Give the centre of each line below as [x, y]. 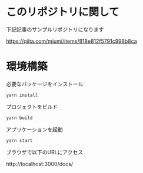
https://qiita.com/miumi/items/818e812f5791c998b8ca [71, 41]
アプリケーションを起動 [34, 129]
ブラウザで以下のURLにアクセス [45, 152]
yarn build [19, 118]
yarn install [22, 95]
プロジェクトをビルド [32, 107]
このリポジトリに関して [63, 12]
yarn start [19, 140]
